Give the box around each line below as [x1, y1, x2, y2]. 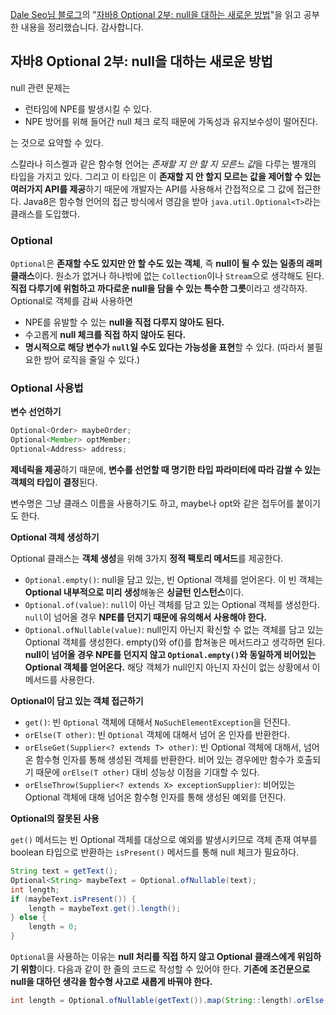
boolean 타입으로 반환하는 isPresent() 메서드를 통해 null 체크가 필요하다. [10, 846, 300, 858]
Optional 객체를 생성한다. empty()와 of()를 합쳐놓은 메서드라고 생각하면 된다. [24, 636, 326, 648]
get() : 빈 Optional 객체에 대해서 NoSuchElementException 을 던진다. [24, 716, 291, 728]
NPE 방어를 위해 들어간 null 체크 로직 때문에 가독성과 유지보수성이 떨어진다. [24, 115, 318, 127]
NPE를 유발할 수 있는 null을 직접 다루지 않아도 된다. [24, 316, 225, 328]
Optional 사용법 [10, 381, 84, 395]
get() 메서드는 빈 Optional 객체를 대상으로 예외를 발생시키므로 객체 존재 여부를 [10, 834, 318, 846]
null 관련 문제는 [10, 81, 71, 93]
